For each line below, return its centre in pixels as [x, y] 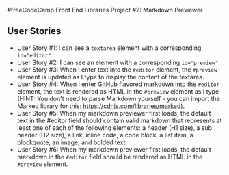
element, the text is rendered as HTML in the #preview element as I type [118, 91]
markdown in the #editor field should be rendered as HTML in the [110, 157]
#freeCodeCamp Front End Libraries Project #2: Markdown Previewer [105, 10]
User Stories [34, 31]
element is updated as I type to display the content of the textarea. [111, 77]
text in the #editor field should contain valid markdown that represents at [119, 120]
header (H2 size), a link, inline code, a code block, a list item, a [105, 135]
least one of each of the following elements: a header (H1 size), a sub [114, 127]
